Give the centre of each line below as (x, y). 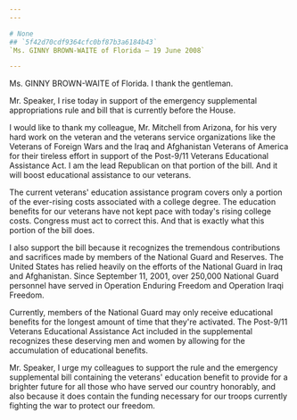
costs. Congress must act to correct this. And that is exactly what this (137, 221)
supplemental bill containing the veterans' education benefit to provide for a (148, 377)
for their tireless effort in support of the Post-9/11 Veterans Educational (139, 156)
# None (21, 34)
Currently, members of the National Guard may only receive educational (141, 313)
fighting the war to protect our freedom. (82, 406)
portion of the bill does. (52, 231)
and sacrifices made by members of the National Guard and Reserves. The (146, 257)
